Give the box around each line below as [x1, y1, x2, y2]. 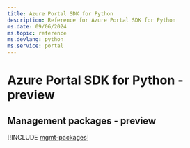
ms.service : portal [7, 42, 64, 49]
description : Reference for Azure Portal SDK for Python [7, 17, 176, 24]
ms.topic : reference [7, 29, 68, 37]
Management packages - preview [7, 115, 157, 126]
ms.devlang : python [7, 36, 64, 43]
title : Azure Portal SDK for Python [7, 10, 113, 17]
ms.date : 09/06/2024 [7, 23, 68, 30]
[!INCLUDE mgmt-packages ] [7, 133, 89, 141]
